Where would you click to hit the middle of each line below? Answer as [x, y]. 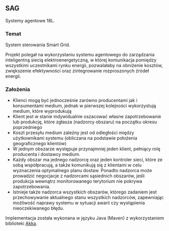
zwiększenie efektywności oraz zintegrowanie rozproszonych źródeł [77, 71]
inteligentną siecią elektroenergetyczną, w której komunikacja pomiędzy [81, 60]
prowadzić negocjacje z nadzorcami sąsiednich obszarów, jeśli [79, 176]
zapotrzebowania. [32, 187]
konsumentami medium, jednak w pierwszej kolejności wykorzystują [84, 106]
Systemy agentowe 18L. [30, 20]
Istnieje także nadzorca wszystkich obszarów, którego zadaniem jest [84, 192]
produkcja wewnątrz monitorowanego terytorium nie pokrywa [77, 181]
